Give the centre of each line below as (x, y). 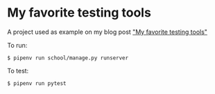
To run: (17, 45)
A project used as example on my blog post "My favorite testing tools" (108, 32)
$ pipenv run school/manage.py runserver (68, 58)
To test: (18, 70)
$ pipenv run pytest (37, 83)
